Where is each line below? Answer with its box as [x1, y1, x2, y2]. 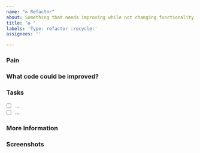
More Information [6, 124, 58, 133]
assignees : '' [6, 31, 42, 37]
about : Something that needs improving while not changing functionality [6, 14, 195, 20]
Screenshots [6, 140, 44, 149]
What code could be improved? [6, 72, 99, 80]
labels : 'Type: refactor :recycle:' [6, 25, 98, 32]
